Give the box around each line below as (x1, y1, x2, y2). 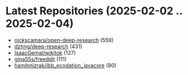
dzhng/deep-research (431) (14, 43, 83, 50)
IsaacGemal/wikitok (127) (14, 49, 76, 56)
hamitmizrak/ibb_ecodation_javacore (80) (14, 61, 117, 69)
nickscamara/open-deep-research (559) (14, 36, 114, 43)
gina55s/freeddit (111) (14, 55, 67, 62)
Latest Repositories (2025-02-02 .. (5, 4, 183, 18)
